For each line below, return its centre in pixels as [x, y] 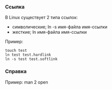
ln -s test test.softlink [31, 59]
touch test [16, 51]
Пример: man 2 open [27, 82]
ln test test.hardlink [28, 55]
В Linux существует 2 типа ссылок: [41, 18]
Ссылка [15, 7]
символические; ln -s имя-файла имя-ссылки [60, 27]
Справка [16, 71]
